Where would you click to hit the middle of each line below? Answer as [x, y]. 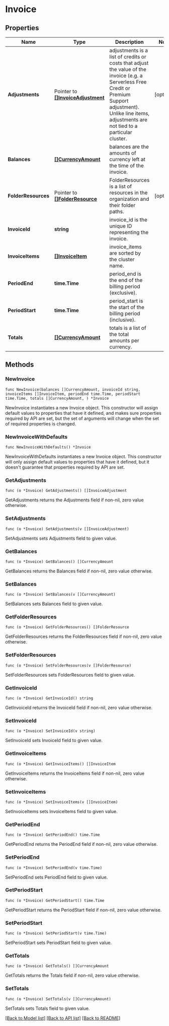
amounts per [124, 341]
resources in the [129, 193]
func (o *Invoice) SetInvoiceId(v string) [50, 731]
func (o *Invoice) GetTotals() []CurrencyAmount [57, 966]
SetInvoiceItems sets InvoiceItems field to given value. [61, 811]
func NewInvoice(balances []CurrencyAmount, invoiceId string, [73, 389]
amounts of [123, 153]
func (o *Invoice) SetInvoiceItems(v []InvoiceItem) [62, 802]
